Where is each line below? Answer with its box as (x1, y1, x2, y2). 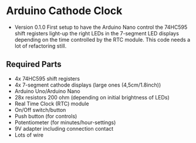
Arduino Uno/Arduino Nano (14, 87, 80, 95)
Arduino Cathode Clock (6, 4, 123, 18)
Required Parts (6, 59, 62, 69)
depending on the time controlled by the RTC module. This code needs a (14, 36, 191, 43)
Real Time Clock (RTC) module (14, 100, 89, 107)
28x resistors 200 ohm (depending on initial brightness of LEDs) (14, 94, 170, 101)
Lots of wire (14, 131, 44, 138)
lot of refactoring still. (14, 42, 67, 49)
